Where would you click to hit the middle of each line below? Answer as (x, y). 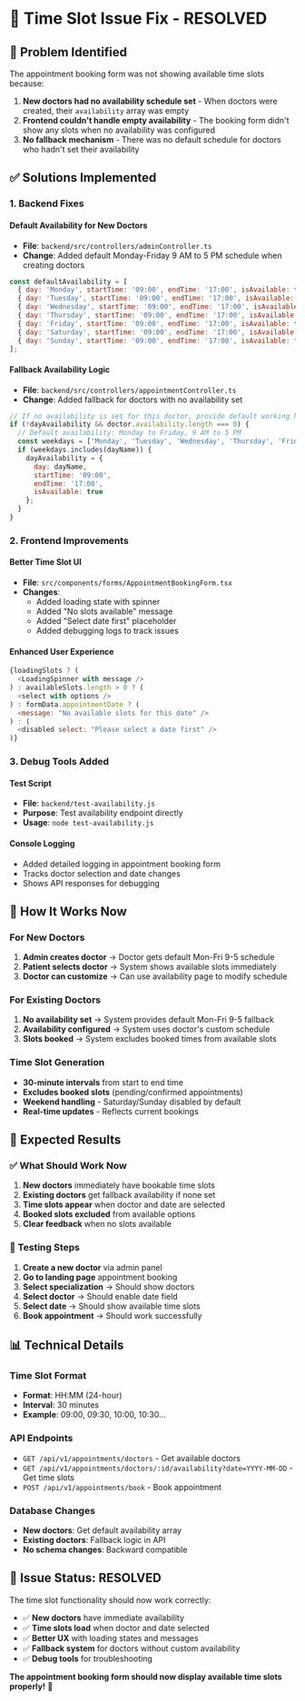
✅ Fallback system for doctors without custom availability (131, 1648)
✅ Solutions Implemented (83, 178)
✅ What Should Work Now (68, 1166)
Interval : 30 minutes (61, 1405)
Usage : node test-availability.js (88, 823)
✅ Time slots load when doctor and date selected (116, 1627)
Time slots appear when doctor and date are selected (123, 1205)
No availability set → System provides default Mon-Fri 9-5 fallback (148, 1020)
